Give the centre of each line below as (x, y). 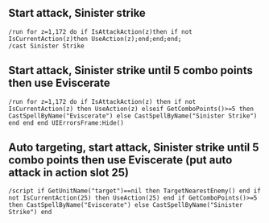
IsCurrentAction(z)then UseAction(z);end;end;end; (95, 39)
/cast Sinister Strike (46, 46)
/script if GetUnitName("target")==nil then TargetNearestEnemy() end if (135, 191)
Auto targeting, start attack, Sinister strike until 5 (134, 148)
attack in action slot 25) (68, 173)
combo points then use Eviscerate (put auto (120, 160)
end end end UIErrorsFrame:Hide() (66, 123)
